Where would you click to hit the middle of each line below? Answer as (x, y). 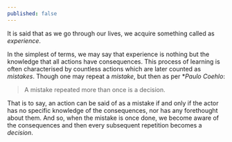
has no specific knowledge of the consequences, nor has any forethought (113, 110)
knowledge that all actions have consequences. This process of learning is (114, 61)
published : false (32, 14)
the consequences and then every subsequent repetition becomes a (105, 125)
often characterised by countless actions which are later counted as (104, 69)
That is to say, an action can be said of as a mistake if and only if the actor (113, 103)
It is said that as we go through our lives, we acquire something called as (111, 33)
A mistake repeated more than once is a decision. (95, 89)
